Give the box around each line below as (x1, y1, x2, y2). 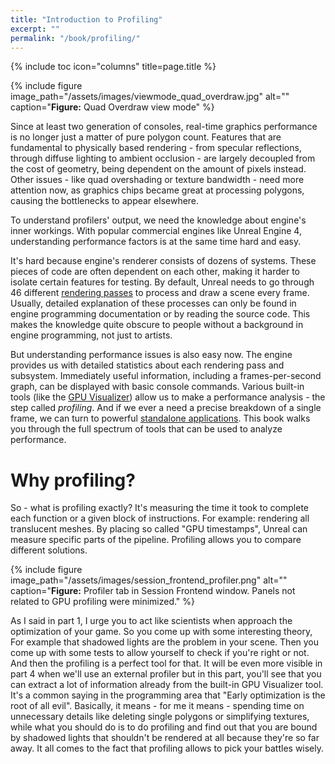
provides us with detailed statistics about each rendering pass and (10, 359, 285, 371)
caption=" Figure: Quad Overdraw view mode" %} (10, 101, 215, 113)
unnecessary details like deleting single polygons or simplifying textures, (10, 711, 310, 723)
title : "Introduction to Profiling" (10, 14, 163, 25)
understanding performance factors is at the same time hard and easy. (10, 236, 302, 248)
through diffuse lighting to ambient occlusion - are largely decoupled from (10, 152, 316, 165)
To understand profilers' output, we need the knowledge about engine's (10, 214, 307, 226)
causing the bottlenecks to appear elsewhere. (10, 195, 200, 207)
